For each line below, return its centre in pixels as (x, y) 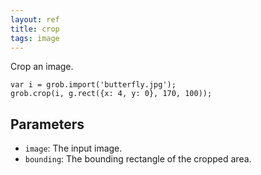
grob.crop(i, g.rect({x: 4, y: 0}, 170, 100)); (111, 94)
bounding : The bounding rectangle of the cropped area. (138, 159)
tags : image (35, 38)
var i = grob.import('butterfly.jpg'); (93, 85)
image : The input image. (73, 148)
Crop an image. (42, 67)
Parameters (47, 124)
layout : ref (35, 19)
